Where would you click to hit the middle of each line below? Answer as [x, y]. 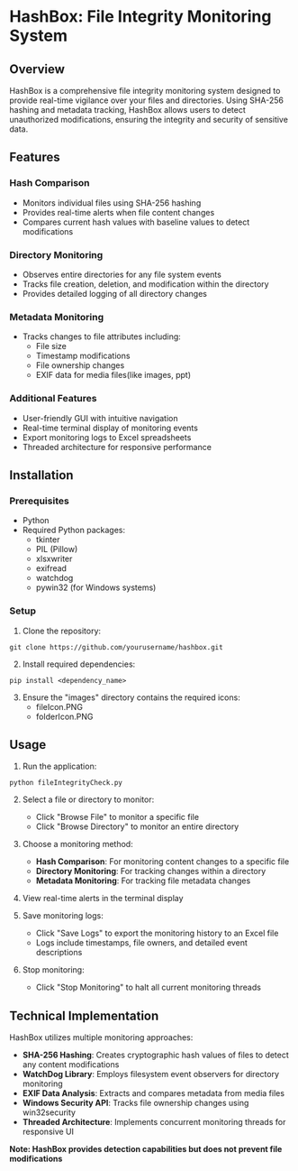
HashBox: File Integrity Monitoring [140, 17]
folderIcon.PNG [64, 716]
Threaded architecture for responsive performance [117, 447]
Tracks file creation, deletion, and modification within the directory [145, 284]
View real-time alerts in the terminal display [103, 899]
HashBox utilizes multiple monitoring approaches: [101, 1037]
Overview [37, 69]
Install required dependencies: [79, 664]
